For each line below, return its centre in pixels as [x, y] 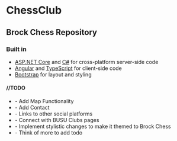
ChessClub [34, 10]
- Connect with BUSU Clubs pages [57, 120]
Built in [16, 49]
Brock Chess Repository [52, 32]
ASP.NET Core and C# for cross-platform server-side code [86, 62]
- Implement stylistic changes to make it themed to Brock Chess [93, 126]
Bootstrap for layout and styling [53, 74]
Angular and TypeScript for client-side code [68, 68]
